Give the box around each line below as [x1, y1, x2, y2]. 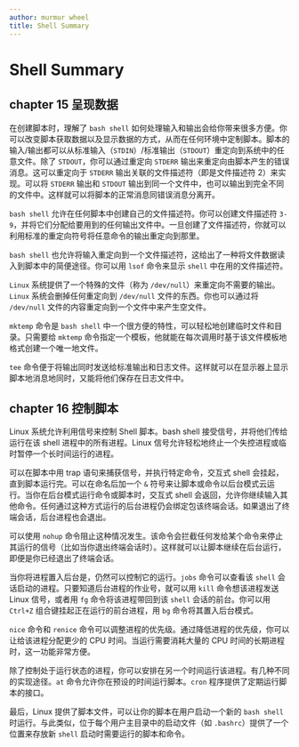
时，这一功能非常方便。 [9, 647, 95, 657]
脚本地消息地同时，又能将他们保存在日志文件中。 [9, 373, 189, 383]
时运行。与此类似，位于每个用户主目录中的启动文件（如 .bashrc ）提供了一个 [9, 718, 289, 728]
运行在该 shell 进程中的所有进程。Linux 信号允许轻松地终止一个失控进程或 [9, 438, 279, 448]
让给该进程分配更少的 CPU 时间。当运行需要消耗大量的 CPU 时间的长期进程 [9, 635, 285, 646]
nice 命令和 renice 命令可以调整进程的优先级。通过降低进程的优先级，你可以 [9, 624, 290, 635]
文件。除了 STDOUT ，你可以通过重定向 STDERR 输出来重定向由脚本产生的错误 [16, 156, 290, 166]
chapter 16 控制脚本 [9, 401, 119, 416]
